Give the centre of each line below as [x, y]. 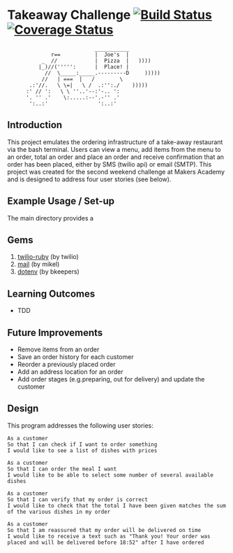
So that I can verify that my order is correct [78, 499]
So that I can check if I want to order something [82, 444]
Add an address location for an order [70, 372]
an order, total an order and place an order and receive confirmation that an [116, 157]
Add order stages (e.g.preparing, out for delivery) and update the [111, 379]
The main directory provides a [51, 218]
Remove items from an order [58, 349]
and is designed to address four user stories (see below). [89, 179]
